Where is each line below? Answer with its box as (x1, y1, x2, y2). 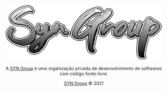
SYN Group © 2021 (64, 80, 104, 86)
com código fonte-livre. (59, 71, 108, 77)
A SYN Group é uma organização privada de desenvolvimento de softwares (6, 65, 162, 71)
